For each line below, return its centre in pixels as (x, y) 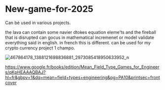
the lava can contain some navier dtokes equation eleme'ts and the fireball (81, 32)
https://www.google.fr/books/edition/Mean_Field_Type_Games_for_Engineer (82, 67)
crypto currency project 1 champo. (40, 48)
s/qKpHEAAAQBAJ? (25, 72)
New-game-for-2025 (49, 9)
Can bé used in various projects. (38, 23)
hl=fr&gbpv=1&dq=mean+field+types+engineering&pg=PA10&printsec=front (82, 77)
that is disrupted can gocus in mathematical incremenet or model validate (80, 37)
